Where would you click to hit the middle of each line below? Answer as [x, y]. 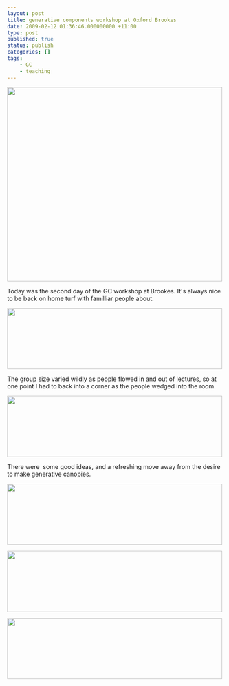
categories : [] [29, 52]
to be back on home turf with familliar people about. [81, 298]
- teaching [35, 71]
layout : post [26, 13]
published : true [30, 39]
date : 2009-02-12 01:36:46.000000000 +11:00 [72, 26]
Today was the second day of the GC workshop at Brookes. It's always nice [114, 291]
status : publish [30, 45]
